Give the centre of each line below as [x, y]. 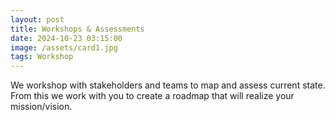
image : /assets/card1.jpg [64, 47]
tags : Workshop [42, 57]
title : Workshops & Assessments [77, 29]
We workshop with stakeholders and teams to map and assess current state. [168, 85]
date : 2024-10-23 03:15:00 [66, 38]
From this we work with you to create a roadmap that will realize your [152, 96]
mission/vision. [41, 107]
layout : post [37, 19]
